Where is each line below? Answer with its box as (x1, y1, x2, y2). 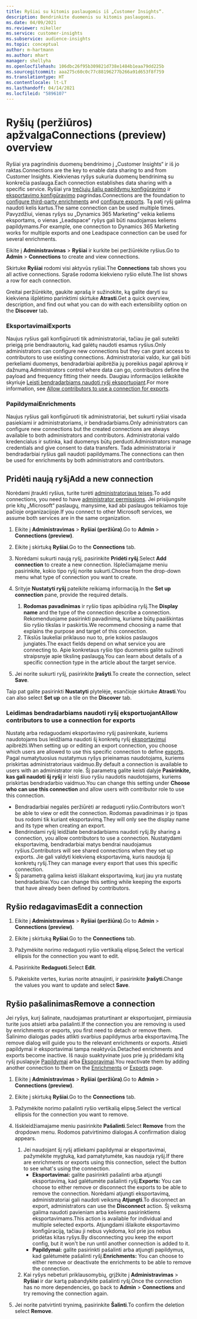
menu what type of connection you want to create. (14, 574, 138, 581)
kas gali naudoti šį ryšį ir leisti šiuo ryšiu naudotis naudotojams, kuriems (6, 773, 182, 780)
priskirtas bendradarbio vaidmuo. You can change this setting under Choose (6, 780, 190, 787)
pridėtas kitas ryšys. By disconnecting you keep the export (32, 1234, 173, 1241)
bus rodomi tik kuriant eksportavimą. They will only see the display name (14, 816, 190, 823)
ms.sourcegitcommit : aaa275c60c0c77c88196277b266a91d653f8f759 (6, 69, 165, 75)
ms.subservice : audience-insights (6, 36, 91, 42)
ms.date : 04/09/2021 (6, 19, 57, 25)
